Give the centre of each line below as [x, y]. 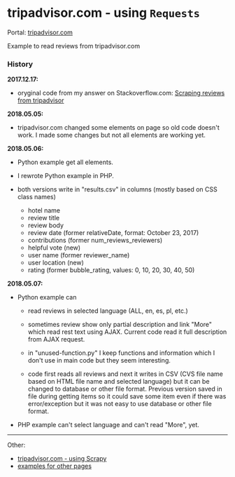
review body [46, 225]
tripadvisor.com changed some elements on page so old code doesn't [118, 128]
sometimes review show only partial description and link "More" [120, 325]
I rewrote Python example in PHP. [65, 176]
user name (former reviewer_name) [79, 255]
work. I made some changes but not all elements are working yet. [112, 135]
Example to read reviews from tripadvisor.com [74, 46]
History [20, 64]
